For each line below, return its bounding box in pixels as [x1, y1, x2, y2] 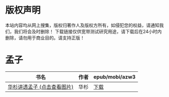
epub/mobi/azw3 [93, 73, 136, 80]
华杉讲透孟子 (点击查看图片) [8, 83, 74, 90]
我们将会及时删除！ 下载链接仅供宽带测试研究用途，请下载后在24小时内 [14, 28, 162, 34]
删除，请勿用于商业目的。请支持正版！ [5, 35, 84, 41]
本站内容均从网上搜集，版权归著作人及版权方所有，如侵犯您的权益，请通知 [5, 22, 159, 28]
